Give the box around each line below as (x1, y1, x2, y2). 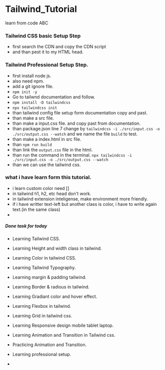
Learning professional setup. (12, 351, 71, 357)
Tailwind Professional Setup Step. (5, 61, 88, 68)
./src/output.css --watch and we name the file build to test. (12, 131, 138, 137)
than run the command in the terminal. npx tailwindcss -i (12, 152, 132, 158)
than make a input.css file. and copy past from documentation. (12, 120, 141, 126)
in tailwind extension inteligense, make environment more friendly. (12, 195, 148, 202)
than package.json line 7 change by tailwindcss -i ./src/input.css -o (12, 125, 160, 131)
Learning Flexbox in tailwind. (12, 303, 71, 309)
